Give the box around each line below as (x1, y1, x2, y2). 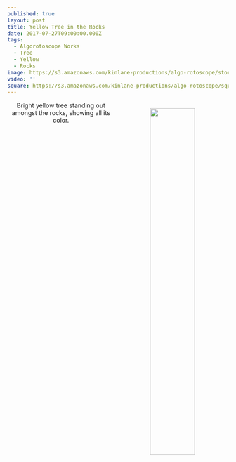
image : (7, 69, 27, 76)
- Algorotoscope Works (13, 43, 80, 50)
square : (7, 82, 30, 89)
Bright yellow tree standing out (16, 101, 105, 110)
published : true (7, 10, 55, 18)
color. (52, 117, 70, 125)
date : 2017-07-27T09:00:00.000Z (7, 29, 102, 37)
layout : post (7, 17, 46, 24)
